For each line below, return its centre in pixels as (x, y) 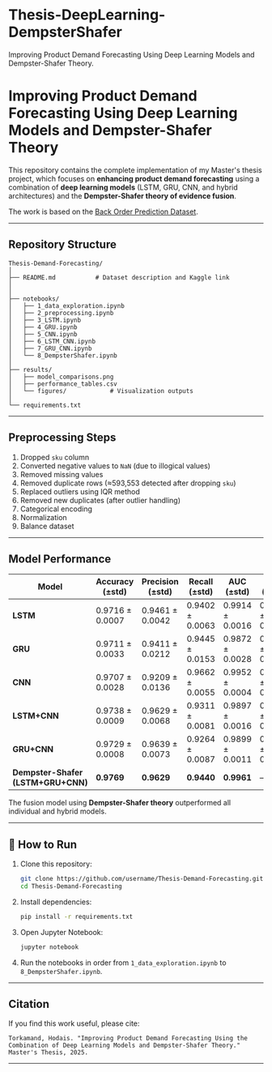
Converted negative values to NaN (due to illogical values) (115, 466)
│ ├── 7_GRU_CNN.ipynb (50, 348)
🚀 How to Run (43, 844)
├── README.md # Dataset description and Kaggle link (119, 277)
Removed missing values (62, 474)
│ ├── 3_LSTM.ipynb (45, 320)
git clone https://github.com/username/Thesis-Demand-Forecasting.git (142, 879)
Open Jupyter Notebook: (62, 932)
